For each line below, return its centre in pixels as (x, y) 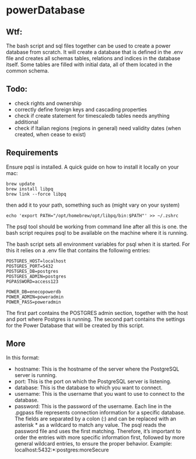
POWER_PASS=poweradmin (34, 302)
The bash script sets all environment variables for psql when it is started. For (98, 244)
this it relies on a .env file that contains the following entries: (78, 250)
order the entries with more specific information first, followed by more (99, 437)
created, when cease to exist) (50, 134)
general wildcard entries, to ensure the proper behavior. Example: (93, 444)
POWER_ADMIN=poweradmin (35, 297)
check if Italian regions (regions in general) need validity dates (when (98, 128)
